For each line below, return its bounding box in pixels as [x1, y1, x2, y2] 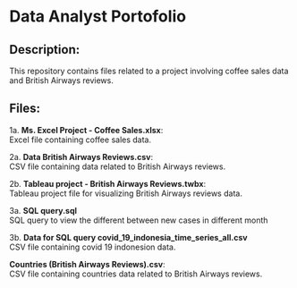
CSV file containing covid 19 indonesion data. [9, 241, 176, 252]
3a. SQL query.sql [9, 205, 78, 216]
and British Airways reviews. [9, 75, 114, 86]
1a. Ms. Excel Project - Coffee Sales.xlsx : [9, 124, 164, 135]
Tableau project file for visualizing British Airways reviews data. [9, 188, 243, 199]
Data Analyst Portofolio [9, 6, 186, 27]
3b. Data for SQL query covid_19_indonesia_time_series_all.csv [9, 232, 248, 242]
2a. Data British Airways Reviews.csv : [9, 151, 154, 162]
